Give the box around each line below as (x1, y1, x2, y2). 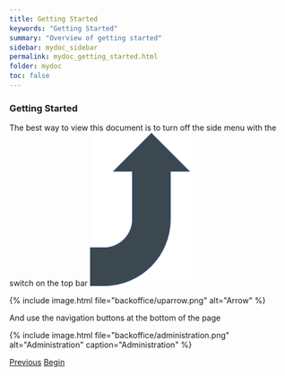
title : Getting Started (9, 14, 99, 23)
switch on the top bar (9, 278, 88, 289)
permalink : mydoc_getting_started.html (9, 52, 159, 62)
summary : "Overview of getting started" (9, 33, 163, 42)
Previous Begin (9, 357, 65, 368)
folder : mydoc (9, 62, 63, 71)
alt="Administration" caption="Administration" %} (9, 339, 193, 350)
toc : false (9, 72, 50, 81)
